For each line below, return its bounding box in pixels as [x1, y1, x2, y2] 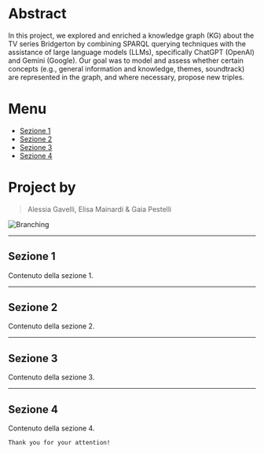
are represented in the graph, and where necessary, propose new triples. [8, 72, 245, 82]
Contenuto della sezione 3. [8, 372, 95, 382]
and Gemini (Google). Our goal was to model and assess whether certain [8, 56, 244, 65]
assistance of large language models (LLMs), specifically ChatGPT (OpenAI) [8, 47, 255, 57]
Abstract [8, 5, 67, 23]
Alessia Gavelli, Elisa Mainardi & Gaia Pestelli [27, 204, 171, 214]
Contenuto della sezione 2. [8, 321, 95, 331]
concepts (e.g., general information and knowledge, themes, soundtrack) [8, 64, 245, 73]
